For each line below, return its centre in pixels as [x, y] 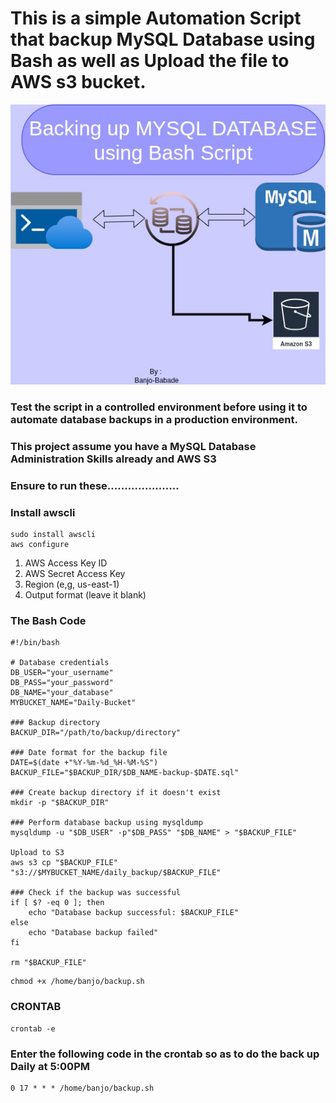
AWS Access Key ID [66, 563]
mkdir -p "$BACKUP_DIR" [60, 803]
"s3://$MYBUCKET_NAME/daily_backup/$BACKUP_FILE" [116, 873]
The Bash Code [48, 621]
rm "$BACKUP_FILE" [48, 963]
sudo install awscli [53, 535]
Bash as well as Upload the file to [150, 61]
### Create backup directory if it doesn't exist [116, 793]
